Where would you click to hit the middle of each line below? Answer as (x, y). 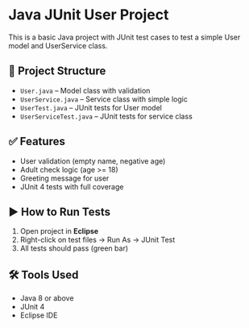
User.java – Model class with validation (85, 90)
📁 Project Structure (57, 71)
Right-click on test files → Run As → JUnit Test (98, 240)
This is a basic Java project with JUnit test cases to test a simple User (124, 37)
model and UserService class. (58, 45)
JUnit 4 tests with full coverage (72, 186)
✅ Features (37, 141)
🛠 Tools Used (44, 274)
